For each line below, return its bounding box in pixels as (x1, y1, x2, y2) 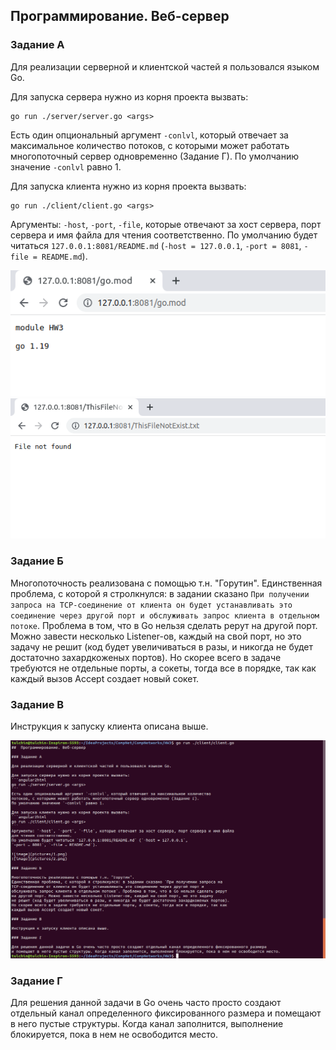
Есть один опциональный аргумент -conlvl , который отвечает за (10, 129, 289, 141)
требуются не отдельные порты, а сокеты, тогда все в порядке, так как (10, 662, 317, 674)
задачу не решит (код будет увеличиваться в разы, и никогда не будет (10, 640, 313, 653)
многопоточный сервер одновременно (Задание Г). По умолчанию (10, 150, 299, 162)
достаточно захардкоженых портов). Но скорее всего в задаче (10, 651, 282, 663)
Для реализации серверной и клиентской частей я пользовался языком (10, 60, 320, 73)
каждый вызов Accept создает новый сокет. (10, 672, 200, 684)
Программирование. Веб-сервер (10, 8, 230, 25)
